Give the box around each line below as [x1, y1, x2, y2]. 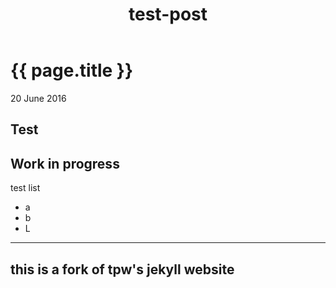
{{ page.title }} [10, 59, 134, 82]
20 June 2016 [10, 92, 67, 104]
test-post [128, 3, 208, 26]
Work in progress [10, 155, 120, 172]
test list [10, 182, 41, 194]
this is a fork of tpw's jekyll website [10, 261, 235, 278]
